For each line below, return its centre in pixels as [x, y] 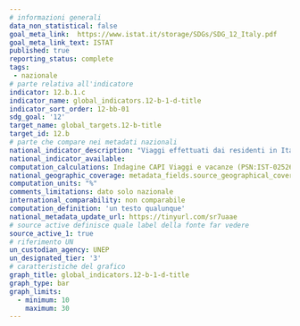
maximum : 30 [47, 308]
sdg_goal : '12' [37, 117]
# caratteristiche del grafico [67, 267]
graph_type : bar [39, 283]
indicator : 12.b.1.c [48, 92]
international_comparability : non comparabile [97, 201]
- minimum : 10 [43, 300]
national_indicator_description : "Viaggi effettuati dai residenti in [143, 150]
